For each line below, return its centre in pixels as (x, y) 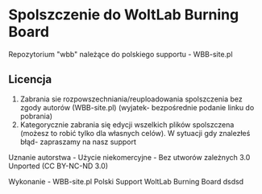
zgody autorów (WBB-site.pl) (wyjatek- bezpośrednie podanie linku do (137, 107)
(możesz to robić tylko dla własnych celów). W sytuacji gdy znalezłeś (135, 133)
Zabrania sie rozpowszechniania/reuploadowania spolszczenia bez (131, 99)
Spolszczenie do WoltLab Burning (124, 15)
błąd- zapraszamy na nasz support (78, 142)
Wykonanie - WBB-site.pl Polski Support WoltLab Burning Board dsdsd (126, 181)
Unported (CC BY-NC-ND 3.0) (58, 166)
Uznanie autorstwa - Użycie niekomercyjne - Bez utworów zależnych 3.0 (129, 157)
